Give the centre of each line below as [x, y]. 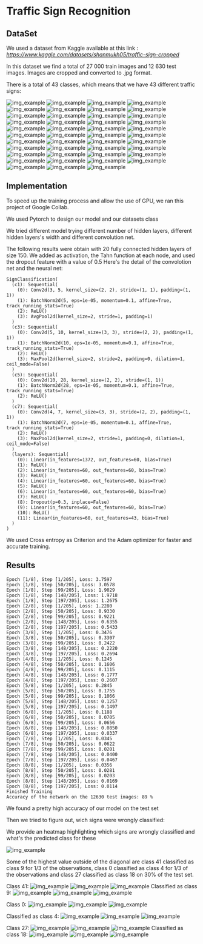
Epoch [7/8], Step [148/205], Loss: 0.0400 [62, 754]
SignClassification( [32, 279]
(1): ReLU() [32, 465]
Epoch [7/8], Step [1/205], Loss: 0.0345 [59, 738]
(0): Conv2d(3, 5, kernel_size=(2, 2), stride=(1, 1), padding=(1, [104, 290]
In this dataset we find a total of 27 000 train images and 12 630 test [92, 66]
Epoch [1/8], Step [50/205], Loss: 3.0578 [61, 584]
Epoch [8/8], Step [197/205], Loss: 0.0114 [62, 786]
